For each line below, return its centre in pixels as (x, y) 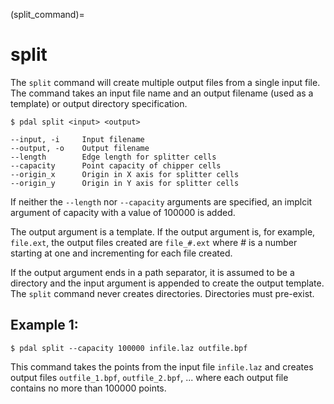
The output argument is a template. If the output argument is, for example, (163, 231)
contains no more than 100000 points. (88, 388)
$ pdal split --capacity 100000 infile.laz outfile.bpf (129, 348)
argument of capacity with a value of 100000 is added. (123, 212)
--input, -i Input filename (77, 139)
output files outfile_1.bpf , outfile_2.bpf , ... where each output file (149, 377)
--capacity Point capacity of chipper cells (116, 165)
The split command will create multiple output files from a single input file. (165, 82)
